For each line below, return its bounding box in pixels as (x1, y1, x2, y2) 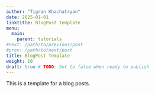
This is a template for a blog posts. (6, 80, 91, 87)
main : (11, 31, 25, 37)
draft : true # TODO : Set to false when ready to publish (6, 63, 150, 70)
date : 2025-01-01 (6, 14, 49, 20)
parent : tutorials (17, 36, 62, 42)
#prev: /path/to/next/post (6, 47, 73, 53)
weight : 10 (6, 58, 33, 64)
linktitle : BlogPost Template (6, 20, 81, 25)
